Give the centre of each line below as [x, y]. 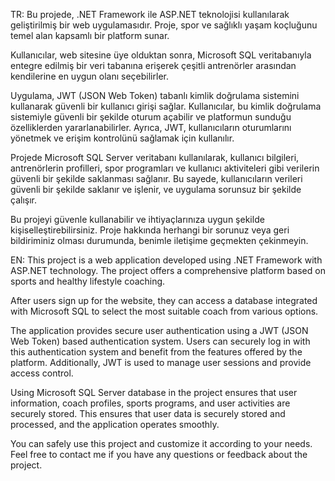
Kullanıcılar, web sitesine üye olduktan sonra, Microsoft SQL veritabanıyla [161, 55]
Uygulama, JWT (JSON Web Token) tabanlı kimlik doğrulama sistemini [155, 95]
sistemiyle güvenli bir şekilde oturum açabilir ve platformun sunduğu [151, 117]
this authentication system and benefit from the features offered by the [156, 352]
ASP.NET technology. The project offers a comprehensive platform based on [168, 270]
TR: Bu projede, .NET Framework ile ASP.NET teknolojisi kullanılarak [150, 14]
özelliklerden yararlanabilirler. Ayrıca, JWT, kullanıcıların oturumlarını [151, 127]
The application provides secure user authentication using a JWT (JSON [159, 330]
